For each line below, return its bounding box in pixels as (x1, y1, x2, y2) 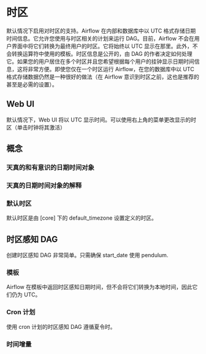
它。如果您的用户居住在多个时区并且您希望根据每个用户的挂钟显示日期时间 (6, 58, 194, 65)
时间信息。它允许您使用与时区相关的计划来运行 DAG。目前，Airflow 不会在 (6, 34, 194, 42)
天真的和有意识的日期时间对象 (6, 163, 95, 172)
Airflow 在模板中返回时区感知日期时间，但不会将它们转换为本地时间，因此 (6, 283, 193, 291)
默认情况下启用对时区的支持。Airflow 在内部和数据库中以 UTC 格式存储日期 (6, 27, 196, 34)
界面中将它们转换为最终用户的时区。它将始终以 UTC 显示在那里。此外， (11, 42, 193, 50)
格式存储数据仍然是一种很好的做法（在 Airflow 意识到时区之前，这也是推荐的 (6, 73, 199, 80)
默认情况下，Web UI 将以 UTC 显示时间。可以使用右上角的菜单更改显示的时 (6, 116, 197, 123)
